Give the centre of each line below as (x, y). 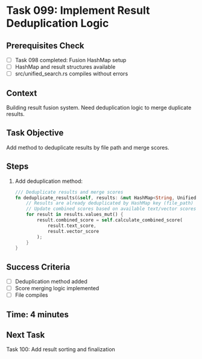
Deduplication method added (51, 282)
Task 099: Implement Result (78, 11)
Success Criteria (38, 267)
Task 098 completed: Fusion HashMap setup (71, 60)
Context (22, 93)
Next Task (26, 335)
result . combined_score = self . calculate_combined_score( (110, 220)
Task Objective (35, 133)
